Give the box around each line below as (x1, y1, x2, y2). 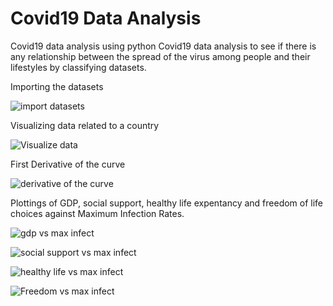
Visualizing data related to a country (10, 119, 160, 131)
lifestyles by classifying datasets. (10, 61, 147, 73)
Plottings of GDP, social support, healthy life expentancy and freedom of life (10, 197, 324, 209)
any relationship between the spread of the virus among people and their (10, 50, 311, 62)
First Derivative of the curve (10, 158, 126, 170)
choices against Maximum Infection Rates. (10, 207, 185, 219)
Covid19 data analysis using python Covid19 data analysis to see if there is (10, 40, 317, 52)
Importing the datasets (10, 80, 104, 92)
